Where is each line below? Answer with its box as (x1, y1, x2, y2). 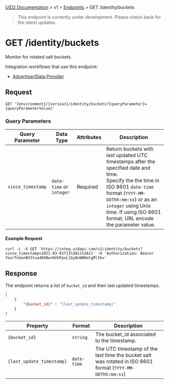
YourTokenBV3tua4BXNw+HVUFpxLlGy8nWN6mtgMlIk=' (5, 255, 107, 261)
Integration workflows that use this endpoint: (5, 63, 98, 70)
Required (76, 183, 98, 190)
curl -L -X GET (5, 247, 37, 252)
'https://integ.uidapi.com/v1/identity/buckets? (39, 247, 143, 252)
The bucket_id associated (95, 331, 156, 338)
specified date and (106, 164, 151, 171)
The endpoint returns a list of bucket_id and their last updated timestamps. (5, 282, 160, 289)
